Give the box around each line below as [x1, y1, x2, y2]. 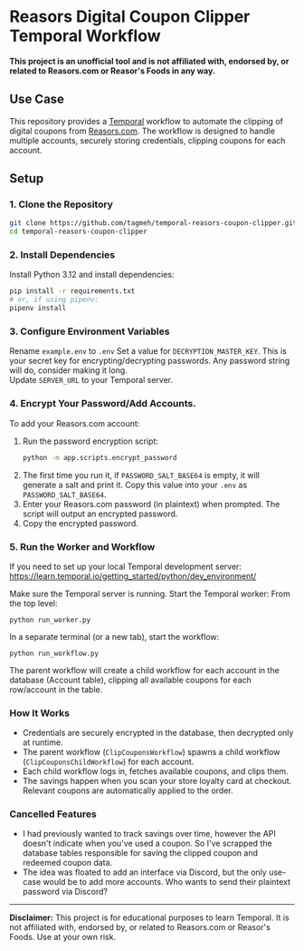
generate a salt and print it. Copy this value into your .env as [22, 479, 248, 490]
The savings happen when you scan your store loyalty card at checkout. [22, 776, 292, 787]
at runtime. [22, 737, 63, 748]
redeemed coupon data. [22, 858, 113, 868]
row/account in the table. [9, 683, 103, 695]
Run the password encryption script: [22, 436, 159, 446]
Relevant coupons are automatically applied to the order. [22, 785, 233, 796]
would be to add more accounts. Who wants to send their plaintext [43, 877, 291, 887]
